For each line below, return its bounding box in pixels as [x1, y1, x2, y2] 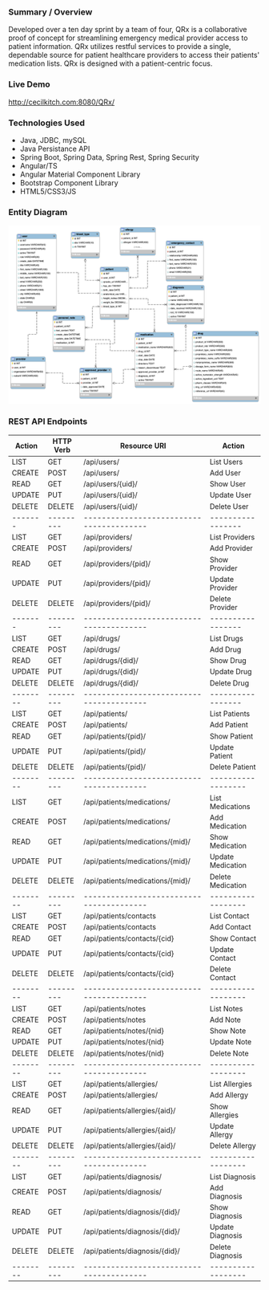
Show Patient [209, 731, 254, 741]
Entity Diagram [8, 206, 68, 218]
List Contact [209, 911, 250, 921]
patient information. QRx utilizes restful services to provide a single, [8, 42, 231, 51]
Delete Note [209, 1048, 250, 1058]
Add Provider [209, 543, 254, 553]
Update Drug [209, 667, 252, 677]
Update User [209, 490, 252, 500]
